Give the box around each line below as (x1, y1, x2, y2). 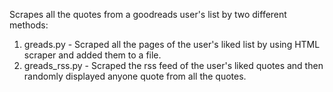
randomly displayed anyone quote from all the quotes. (23, 70, 247, 82)
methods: (9, 19, 49, 31)
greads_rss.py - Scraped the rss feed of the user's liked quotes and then (23, 60, 324, 71)
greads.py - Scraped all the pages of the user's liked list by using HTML (23, 39, 321, 50)
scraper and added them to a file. (23, 49, 162, 61)
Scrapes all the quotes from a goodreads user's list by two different (9, 9, 287, 20)
